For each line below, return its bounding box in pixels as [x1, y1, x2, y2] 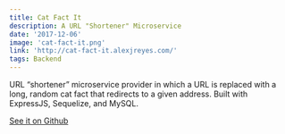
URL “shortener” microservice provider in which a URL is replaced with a [9, 80, 277, 89]
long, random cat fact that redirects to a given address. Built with [9, 88, 248, 99]
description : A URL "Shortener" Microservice [9, 21, 181, 30]
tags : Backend [9, 54, 63, 63]
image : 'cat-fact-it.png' [9, 38, 105, 47]
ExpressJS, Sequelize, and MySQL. [9, 98, 139, 108]
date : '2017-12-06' [9, 29, 82, 38]
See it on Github [9, 115, 69, 126]
